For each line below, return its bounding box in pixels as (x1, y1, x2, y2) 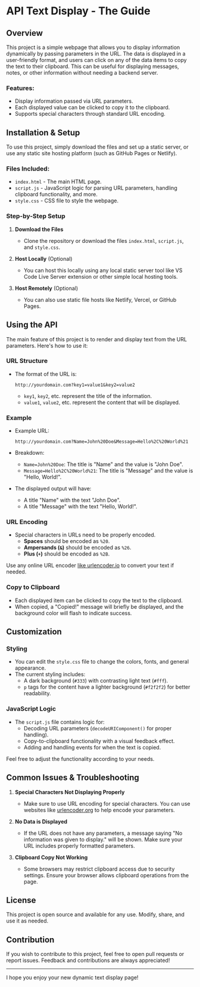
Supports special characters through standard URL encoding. (14, 110, 165, 118)
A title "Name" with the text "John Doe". (23, 496, 121, 504)
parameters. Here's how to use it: (6, 342, 88, 349)
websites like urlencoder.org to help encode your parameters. (23, 806, 176, 813)
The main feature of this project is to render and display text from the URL (6, 335, 187, 343)
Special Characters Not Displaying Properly (14, 788, 125, 795)
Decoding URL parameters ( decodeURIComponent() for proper (23, 724, 172, 732)
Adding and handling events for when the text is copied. (23, 744, 161, 751)
